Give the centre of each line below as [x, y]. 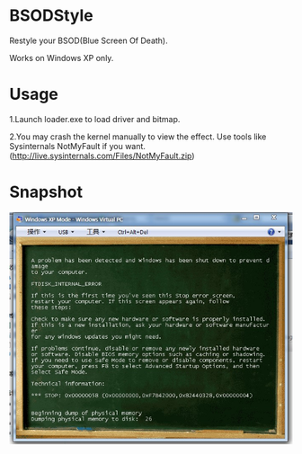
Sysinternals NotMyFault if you [66, 146]
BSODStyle [52, 16]
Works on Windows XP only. [62, 58]
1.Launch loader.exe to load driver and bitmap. [95, 119]
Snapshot [46, 192]
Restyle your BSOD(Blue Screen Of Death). [89, 40]
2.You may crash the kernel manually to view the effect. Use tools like [138, 137]
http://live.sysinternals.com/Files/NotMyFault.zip [102, 156]
